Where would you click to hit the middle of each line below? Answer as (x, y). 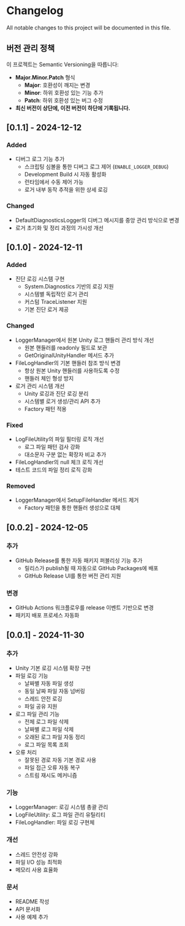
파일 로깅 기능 (32, 676)
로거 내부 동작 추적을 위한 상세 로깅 (66, 190)
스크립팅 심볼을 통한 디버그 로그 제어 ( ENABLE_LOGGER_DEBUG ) (96, 167)
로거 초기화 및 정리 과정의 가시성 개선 (59, 228)
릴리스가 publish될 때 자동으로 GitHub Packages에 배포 (91, 568)
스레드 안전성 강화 (36, 854)
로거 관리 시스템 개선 (40, 386)
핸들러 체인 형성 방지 (49, 378)
